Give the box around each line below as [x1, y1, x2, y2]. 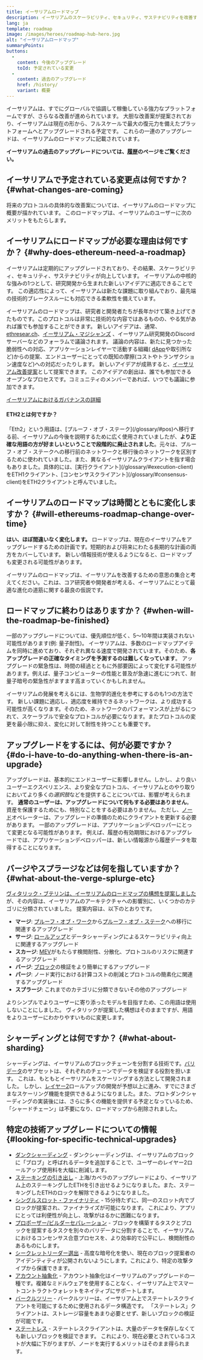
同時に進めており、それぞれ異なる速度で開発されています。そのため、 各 [16, 647, 196, 654]
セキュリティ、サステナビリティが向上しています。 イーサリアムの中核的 [16, 272, 196, 279]
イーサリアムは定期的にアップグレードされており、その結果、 [6, 264, 159, 272]
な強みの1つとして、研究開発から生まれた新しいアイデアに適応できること [6, 279, 188, 287]
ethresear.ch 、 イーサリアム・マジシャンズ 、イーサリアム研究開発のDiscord [6, 330, 195, 337]
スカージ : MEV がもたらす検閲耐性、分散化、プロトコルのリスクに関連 [14, 948, 188, 955]
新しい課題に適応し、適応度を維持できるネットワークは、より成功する [18, 698, 192, 705]
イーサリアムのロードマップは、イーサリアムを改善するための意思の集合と [6, 571, 191, 578]
